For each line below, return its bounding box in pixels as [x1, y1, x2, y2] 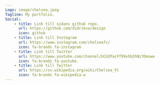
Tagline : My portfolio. [5, 12, 55, 17]
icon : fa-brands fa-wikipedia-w [18, 72, 86, 77]
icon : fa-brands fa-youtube [18, 58, 77, 63]
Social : [5, 16, 21, 21]
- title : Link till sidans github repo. [14, 21, 99, 26]
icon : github [18, 30, 46, 35]
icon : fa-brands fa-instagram [18, 44, 81, 49]
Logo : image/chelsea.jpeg [5, 7, 59, 12]
